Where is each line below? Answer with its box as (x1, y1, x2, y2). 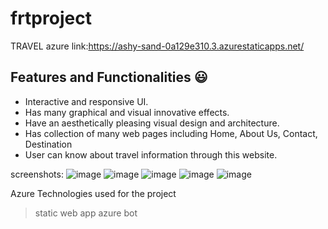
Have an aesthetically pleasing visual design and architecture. (24, 117, 280, 129)
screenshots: (10, 168, 64, 180)
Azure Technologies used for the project (10, 187, 177, 199)
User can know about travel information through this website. (24, 148, 278, 161)
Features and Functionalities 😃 (10, 69, 208, 86)
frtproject (10, 7, 92, 30)
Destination (24, 138, 73, 150)
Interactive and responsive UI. (24, 95, 149, 107)
